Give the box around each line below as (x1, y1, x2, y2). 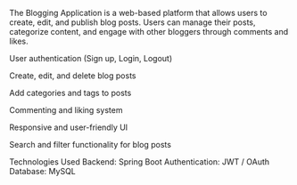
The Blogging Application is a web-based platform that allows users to (9, 8, 268, 18)
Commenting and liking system (9, 105, 123, 115)
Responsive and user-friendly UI (9, 122, 128, 133)
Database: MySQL (9, 166, 76, 176)
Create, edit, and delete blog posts (9, 70, 136, 81)
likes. (9, 36, 29, 46)
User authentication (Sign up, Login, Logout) (9, 53, 173, 63)
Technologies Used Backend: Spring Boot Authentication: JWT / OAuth (9, 157, 270, 167)
